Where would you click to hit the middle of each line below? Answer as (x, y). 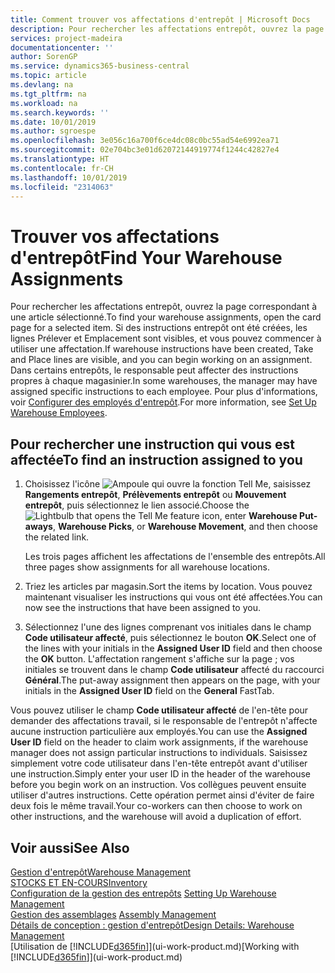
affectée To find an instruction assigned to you (156, 459)
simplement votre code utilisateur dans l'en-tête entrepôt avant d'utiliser (159, 763)
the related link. (57, 537)
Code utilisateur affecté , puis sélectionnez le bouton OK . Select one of (170, 638)
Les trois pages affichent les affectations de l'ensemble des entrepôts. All (175, 557)
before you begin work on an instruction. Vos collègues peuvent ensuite (158, 785)
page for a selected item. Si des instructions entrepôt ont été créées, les (159, 328)
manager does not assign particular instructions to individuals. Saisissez (159, 753)
